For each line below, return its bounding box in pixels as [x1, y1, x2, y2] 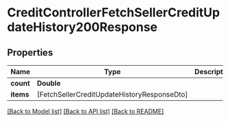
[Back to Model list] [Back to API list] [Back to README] [7, 108, 164, 115]
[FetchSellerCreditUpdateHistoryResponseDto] [36, 90, 188, 99]
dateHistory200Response [7, 19, 158, 35]
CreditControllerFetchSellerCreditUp [7, 5, 220, 21]
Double [36, 79, 61, 88]
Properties [7, 47, 53, 58]
